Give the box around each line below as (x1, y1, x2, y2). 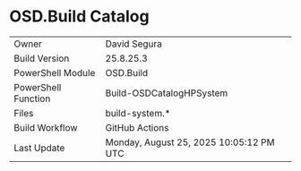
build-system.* (105, 107, 171, 119)
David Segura (105, 38, 163, 50)
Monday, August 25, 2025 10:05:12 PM (105, 136, 275, 149)
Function (13, 92, 51, 105)
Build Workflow (13, 121, 78, 133)
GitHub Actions (105, 121, 169, 133)
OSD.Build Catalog (9, 6, 150, 27)
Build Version (13, 52, 70, 64)
